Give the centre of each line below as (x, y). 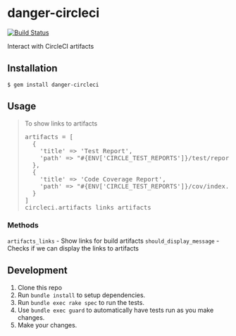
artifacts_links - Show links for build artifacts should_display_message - (113, 241)
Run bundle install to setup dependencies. (81, 295)
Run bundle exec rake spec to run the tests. (81, 302)
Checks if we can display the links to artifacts (73, 248)
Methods (23, 225)
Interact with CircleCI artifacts (51, 46)
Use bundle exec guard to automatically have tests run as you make (116, 310)
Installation (32, 68)
